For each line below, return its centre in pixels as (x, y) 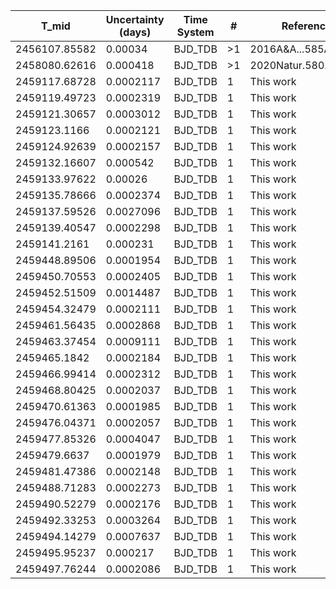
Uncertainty (135, 19)
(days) (135, 32)
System (195, 32)
